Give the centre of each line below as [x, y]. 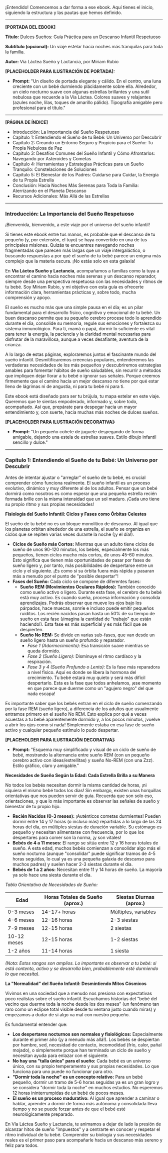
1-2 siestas [124, 939]
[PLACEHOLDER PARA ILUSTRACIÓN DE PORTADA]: [60, 71]
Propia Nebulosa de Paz [37, 148]
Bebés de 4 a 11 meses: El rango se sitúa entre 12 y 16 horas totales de [85, 843]
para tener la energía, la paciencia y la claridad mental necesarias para [78, 334]
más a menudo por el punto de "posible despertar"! [65, 576]
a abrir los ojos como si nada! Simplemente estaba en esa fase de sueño [80, 725]
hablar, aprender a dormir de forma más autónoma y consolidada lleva [85, 1103]
